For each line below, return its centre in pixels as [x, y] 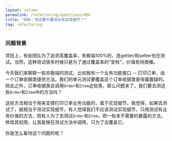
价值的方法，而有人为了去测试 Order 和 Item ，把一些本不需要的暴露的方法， [88, 115]
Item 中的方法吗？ [44, 92]
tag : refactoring [24, 24]
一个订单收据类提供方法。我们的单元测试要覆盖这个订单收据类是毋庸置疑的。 [86, 79]
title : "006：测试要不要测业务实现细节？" [46, 19]
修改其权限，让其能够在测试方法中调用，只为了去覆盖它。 [66, 122]
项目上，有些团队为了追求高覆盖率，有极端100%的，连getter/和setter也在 [83, 55]
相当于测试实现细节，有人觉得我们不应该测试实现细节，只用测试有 [93, 109]
